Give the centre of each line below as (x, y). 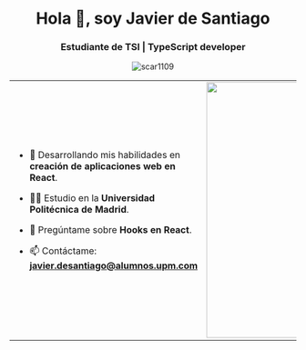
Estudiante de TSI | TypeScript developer (153, 47)
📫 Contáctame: (63, 251)
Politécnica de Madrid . (79, 209)
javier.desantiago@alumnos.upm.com (114, 265)
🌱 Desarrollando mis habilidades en (105, 155)
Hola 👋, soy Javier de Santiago (153, 19)
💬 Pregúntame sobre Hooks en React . (111, 229)
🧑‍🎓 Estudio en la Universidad (92, 197)
